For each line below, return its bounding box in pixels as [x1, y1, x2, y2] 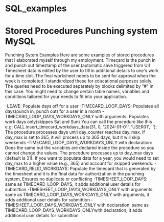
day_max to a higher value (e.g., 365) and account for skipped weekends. [5, 160, 153, 167]
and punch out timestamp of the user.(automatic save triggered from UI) [5, 62, 151, 69]
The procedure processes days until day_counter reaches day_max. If [5, 129, 145, 135]
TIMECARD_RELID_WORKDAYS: [5, 166, 69, 172]
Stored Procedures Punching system [5, 25, 158, 37]
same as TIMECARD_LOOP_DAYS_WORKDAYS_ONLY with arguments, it [5, 192, 150, 197]
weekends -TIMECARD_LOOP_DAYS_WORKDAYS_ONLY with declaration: [5, 140, 153, 146]
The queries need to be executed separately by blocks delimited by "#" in [5, 83, 154, 89]
